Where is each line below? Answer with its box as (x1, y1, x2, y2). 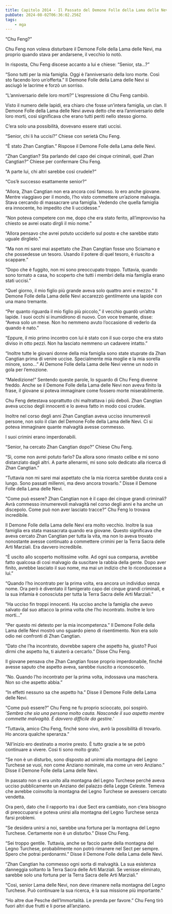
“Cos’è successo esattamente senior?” (5, 179, 87, 185)
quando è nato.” (5, 325, 39, 331)
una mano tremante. (5, 298, 48, 305)
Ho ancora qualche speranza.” (5, 731, 70, 737)
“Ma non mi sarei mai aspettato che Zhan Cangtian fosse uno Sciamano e (5, 245, 160, 252)
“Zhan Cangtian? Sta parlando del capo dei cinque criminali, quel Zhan (5, 153, 154, 160)
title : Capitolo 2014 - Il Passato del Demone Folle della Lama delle (5, 7, 159, 13)
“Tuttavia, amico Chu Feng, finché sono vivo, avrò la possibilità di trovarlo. (5, 726, 162, 732)
